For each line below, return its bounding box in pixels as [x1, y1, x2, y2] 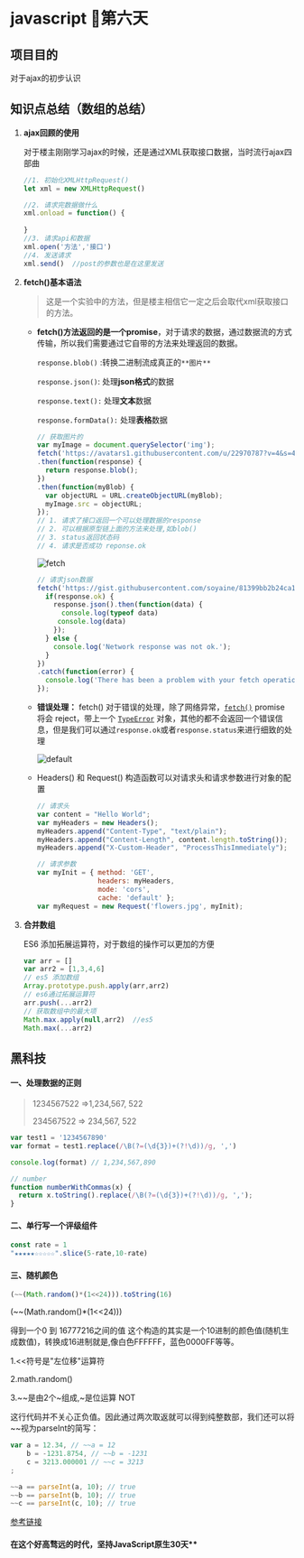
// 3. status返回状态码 [36, 533, 120, 543]
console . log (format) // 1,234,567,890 [10, 1157, 156, 1167]
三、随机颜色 [10, 1269, 58, 1280]
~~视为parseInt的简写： [10, 1423, 99, 1433]
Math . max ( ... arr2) [23, 1024, 93, 1033]
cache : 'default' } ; [97, 893, 175, 903]
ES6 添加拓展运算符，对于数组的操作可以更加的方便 [23, 938, 215, 949]
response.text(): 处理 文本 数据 [36, 394, 152, 406]
